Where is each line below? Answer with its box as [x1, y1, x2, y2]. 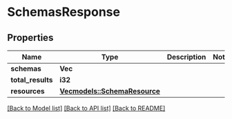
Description [166, 53, 206, 62]
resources [10, 86, 45, 95]
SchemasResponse [7, 4, 121, 20]
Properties [7, 32, 54, 44]
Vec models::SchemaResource [59, 86, 161, 95]
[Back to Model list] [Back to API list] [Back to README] [7, 104, 166, 112]
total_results [10, 75, 53, 84]
